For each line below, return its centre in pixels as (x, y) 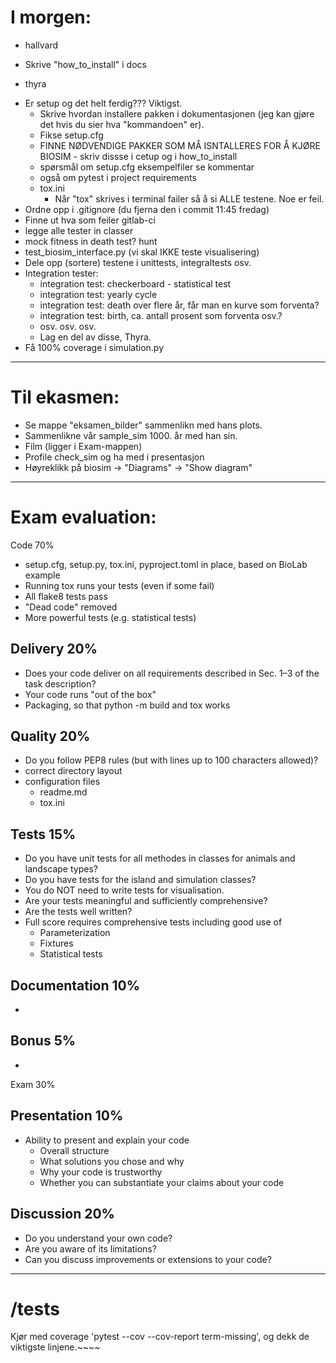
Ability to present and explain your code (107, 1140)
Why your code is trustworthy (101, 1172)
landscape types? (61, 869)
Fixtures (56, 943)
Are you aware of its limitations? (90, 1248)
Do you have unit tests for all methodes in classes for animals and (160, 858)
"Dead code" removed (71, 607)
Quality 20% (50, 736)
